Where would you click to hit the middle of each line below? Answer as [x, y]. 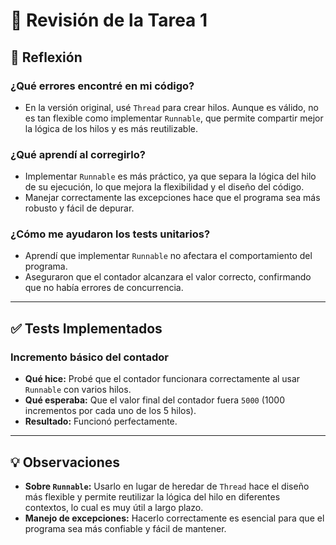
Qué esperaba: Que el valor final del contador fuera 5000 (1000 [154, 400]
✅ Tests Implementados [86, 328]
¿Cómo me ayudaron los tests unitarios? [110, 234]
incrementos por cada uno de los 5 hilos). [110, 411]
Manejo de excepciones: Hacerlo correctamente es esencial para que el [174, 518]
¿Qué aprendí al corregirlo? [78, 154]
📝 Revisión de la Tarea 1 [109, 20]
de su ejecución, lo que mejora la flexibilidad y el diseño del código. [164, 187]
